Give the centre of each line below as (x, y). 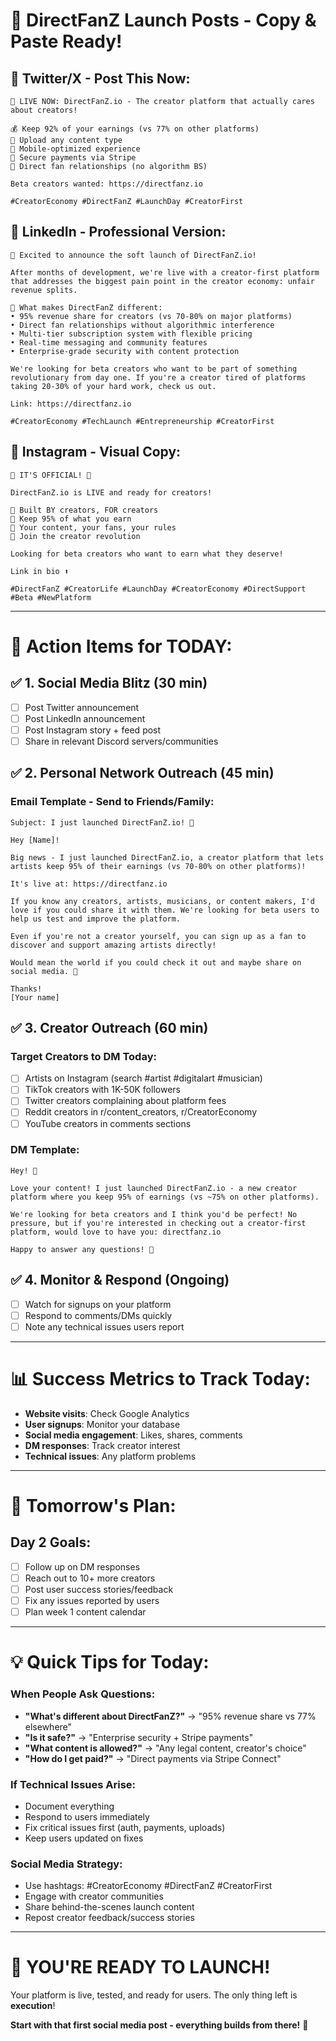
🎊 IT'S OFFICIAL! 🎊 (51, 475)
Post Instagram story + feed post (93, 730)
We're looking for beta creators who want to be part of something (154, 369)
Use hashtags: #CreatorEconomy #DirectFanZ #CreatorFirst (148, 1886)
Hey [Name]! (35, 840)
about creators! (44, 110)
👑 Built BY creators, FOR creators (84, 510)
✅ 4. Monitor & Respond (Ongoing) (120, 1280)
